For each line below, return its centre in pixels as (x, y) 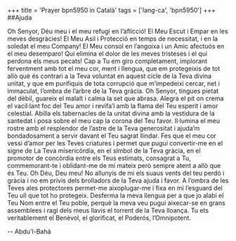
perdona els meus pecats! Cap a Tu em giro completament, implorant (107, 61)
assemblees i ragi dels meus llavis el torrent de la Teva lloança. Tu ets (108, 210)
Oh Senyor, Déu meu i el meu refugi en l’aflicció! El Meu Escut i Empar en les (118, 31)
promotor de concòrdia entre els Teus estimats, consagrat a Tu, (99, 158)
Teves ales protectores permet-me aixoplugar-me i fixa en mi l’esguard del (115, 188)
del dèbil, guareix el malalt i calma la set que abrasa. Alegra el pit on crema (116, 98)
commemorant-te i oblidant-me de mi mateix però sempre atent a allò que (114, 165)
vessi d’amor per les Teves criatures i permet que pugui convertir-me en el (115, 143)
